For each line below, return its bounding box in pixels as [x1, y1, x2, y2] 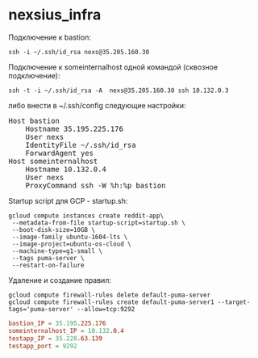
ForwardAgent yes [25, 148, 94, 158]
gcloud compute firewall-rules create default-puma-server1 [8, 297, 215, 306]
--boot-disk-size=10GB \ [11, 225, 95, 234]
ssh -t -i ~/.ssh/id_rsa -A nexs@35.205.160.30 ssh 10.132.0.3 [8, 86, 229, 95]
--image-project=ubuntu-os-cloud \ [11, 240, 131, 248]
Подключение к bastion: [8, 32, 91, 42]
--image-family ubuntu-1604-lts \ [11, 233, 128, 241]
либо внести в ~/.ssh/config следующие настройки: [8, 100, 187, 110]
